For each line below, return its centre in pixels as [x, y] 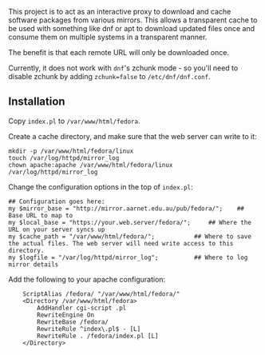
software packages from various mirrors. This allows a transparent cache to [133, 20]
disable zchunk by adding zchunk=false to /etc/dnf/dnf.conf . [109, 76]
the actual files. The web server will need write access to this [121, 243]
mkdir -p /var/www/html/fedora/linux [71, 151]
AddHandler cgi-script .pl [82, 308]
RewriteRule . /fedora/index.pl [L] [98, 336]
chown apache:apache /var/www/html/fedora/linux [91, 165]
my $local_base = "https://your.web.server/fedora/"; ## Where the [130, 222]
